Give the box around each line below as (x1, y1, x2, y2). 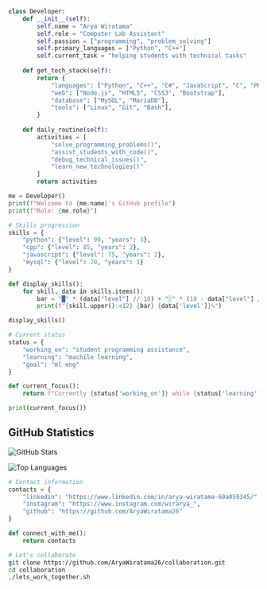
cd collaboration (8, 566, 66, 574)
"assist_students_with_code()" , (50, 148, 158, 156)
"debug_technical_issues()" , (50, 155, 148, 163)
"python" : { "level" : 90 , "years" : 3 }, (22, 236, 151, 244)
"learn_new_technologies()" (50, 163, 145, 171)
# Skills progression (8, 221, 80, 229)
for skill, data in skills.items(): (22, 287, 145, 295)
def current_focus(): (8, 382, 80, 390)
